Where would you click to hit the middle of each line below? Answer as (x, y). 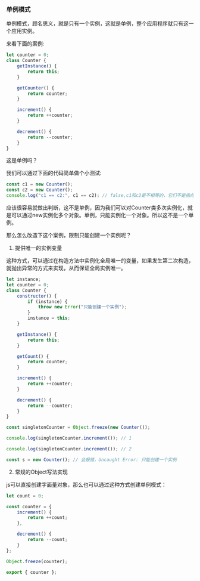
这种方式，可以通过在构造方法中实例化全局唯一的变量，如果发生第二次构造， (100, 261)
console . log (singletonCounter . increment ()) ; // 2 (69, 449)
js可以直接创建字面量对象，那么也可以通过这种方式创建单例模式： (86, 484)
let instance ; (24, 279)
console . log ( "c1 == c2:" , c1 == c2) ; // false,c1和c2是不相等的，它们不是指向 (100, 196)
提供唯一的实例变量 (38, 248)
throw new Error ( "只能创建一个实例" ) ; (82, 307)
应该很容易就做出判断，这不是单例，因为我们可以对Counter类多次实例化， (97, 208)
